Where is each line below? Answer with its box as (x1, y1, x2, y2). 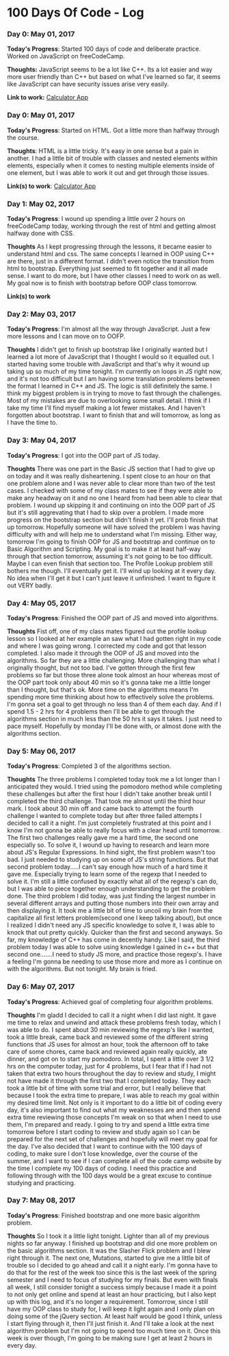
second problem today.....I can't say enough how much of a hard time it (7, 863, 208, 871)
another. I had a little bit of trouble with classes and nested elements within (7, 154, 218, 162)
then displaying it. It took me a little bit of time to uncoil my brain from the (7, 907, 213, 915)
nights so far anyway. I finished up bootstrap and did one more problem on (7, 1239, 217, 1247)
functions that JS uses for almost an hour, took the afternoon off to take (7, 1040, 209, 1048)
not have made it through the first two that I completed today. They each (7, 1076, 211, 1085)
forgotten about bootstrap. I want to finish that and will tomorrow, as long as (7, 411, 221, 419)
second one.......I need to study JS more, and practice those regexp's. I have (7, 950, 222, 959)
